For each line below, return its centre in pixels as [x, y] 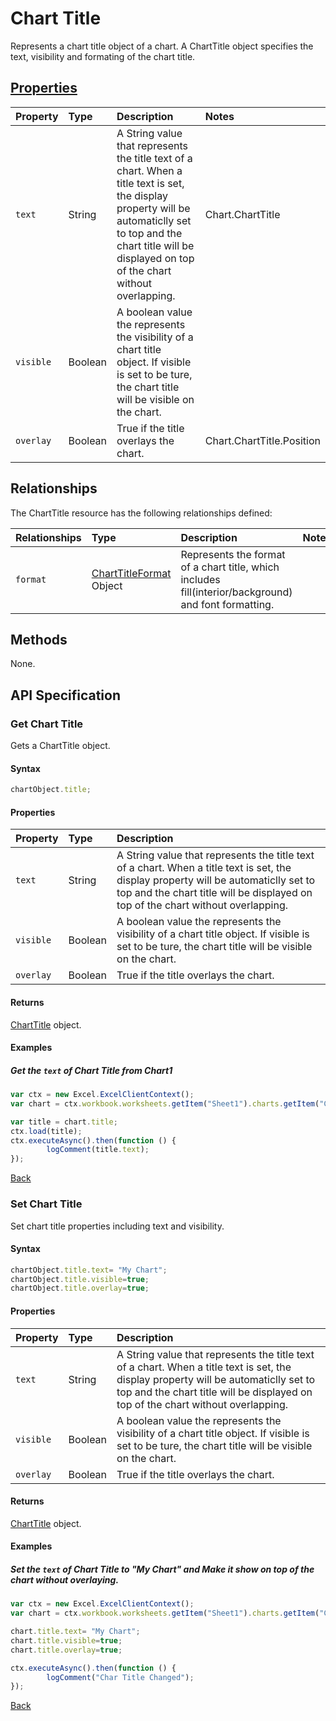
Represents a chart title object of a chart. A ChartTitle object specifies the [162, 46]
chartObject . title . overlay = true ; [80, 1288]
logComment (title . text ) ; [98, 1150]
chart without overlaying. [65, 1579]
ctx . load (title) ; [46, 1131]
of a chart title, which [230, 567]
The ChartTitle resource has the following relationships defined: [141, 513]
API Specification [66, 695]
